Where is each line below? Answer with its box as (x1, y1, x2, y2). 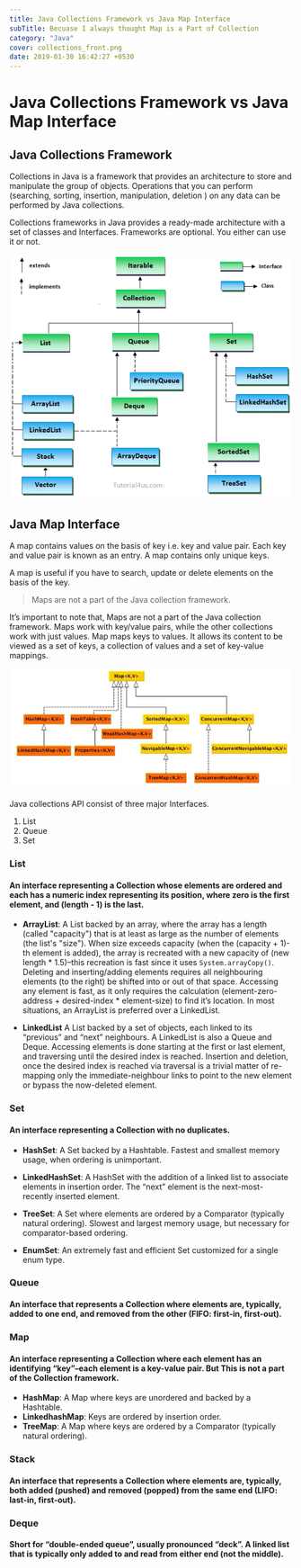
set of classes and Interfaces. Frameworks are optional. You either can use (9, 227, 287, 237)
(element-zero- (221, 986, 279, 997)
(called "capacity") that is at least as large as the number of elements (22, 928, 279, 939)
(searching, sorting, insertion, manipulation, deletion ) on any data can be (9, 190, 281, 202)
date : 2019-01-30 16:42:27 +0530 (9, 52, 135, 62)
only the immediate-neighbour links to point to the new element (57, 1071, 292, 1081)
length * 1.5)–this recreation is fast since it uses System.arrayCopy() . (22, 957, 275, 968)
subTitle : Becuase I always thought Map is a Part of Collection (9, 23, 259, 33)
